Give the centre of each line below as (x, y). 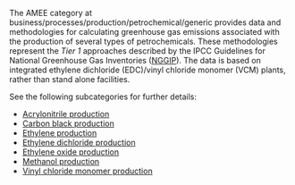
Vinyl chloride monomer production (88, 171)
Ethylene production (59, 133)
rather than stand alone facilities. (70, 79)
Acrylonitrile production (66, 114)
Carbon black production (68, 123)
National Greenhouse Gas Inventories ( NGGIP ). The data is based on (135, 60)
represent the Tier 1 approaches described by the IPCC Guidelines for (138, 51)
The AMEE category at (51, 13)
